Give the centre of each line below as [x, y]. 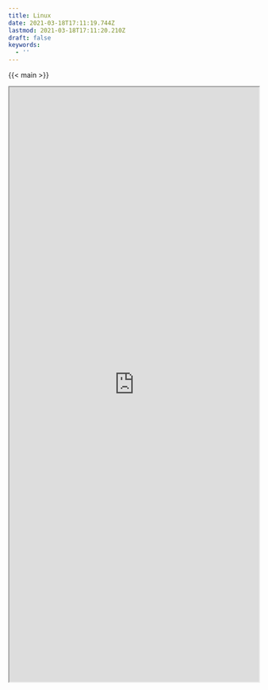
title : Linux [30, 15]
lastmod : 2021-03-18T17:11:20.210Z [67, 30]
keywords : [25, 45]
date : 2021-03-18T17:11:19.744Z [61, 23]
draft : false [30, 38]
